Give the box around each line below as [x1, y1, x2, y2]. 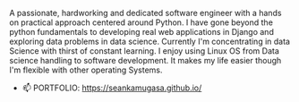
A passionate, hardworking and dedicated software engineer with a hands [9, 8, 282, 18]
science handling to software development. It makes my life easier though [9, 55, 282, 65]
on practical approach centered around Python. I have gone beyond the [9, 17, 273, 28]
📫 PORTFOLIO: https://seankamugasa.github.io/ [21, 82, 202, 93]
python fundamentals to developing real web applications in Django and [9, 27, 275, 37]
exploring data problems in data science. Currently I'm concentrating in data [9, 36, 291, 47]
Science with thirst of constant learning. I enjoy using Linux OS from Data [9, 46, 280, 56]
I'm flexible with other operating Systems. [9, 64, 163, 75]
